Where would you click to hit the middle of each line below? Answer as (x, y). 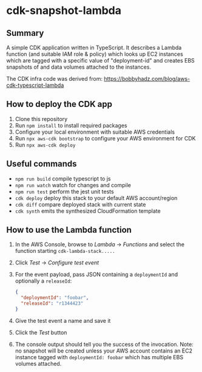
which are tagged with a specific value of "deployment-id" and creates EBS (101, 60)
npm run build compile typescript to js (63, 178)
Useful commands (42, 164)
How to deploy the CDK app (59, 104)
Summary (25, 33)
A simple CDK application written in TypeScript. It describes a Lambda (94, 47)
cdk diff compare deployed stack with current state (80, 204)
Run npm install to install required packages (71, 125)
